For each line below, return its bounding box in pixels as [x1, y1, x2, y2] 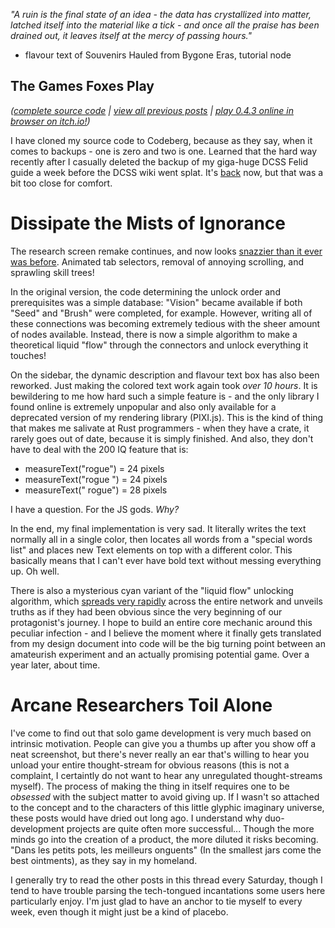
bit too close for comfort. [10, 177, 113, 189]
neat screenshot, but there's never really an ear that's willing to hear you [10, 748, 310, 760]
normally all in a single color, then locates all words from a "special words [10, 533, 313, 545]
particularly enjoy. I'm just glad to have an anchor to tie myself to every [10, 895, 303, 907]
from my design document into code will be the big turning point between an [10, 637, 326, 649]
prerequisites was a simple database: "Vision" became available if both [10, 296, 303, 308]
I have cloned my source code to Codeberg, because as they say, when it [10, 134, 313, 146]
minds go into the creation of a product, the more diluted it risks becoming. [10, 833, 319, 845]
